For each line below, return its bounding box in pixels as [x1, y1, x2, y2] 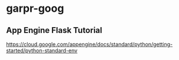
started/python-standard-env [6, 47, 78, 54]
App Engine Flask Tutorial [6, 25, 102, 35]
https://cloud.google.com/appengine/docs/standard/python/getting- [6, 41, 173, 48]
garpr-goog [6, 2, 64, 15]
